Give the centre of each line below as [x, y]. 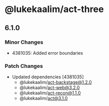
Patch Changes [24, 66]
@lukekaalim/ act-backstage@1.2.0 [56, 82]
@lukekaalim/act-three [54, 9]
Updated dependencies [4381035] [48, 77]
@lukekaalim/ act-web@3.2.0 [50, 88]
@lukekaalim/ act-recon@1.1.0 [50, 93]
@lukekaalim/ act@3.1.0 [44, 98]
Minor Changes [24, 42]
